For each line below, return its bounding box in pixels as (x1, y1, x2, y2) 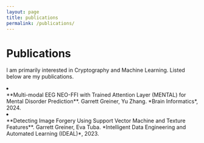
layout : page (6, 9, 40, 15)
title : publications (6, 15, 59, 21)
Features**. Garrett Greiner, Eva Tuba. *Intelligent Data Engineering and (6, 124, 186, 131)
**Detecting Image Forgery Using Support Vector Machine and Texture (6, 117, 186, 125)
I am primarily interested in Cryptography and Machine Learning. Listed (6, 66, 186, 74)
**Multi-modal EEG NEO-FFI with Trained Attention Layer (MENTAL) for (6, 91, 186, 99)
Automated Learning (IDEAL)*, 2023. (6, 130, 99, 138)
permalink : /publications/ (6, 20, 75, 26)
